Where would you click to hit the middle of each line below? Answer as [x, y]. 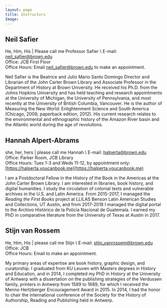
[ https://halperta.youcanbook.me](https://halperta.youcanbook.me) [74, 168]
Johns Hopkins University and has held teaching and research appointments [84, 93]
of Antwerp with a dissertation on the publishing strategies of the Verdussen [83, 279]
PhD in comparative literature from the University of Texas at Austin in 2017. [83, 215]
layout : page [19, 10]
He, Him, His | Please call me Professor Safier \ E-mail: [61, 51]
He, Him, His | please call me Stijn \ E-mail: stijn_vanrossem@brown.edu [79, 243]
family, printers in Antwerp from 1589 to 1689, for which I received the [77, 284]
